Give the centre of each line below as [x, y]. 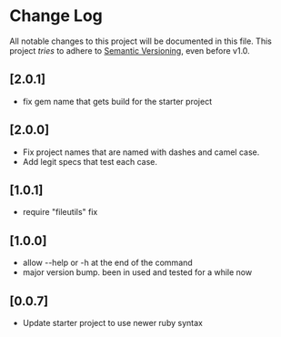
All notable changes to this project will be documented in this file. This [141, 41]
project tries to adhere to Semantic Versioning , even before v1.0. [130, 50]
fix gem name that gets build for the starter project [117, 101]
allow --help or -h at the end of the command [107, 263]
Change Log [56, 16]
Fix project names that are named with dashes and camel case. [141, 152]
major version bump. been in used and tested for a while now [137, 272]
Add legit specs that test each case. [90, 161]
